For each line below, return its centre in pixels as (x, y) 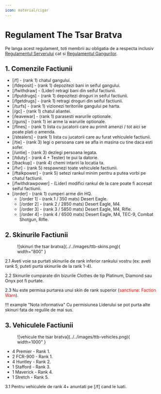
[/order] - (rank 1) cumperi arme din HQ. (52, 194)
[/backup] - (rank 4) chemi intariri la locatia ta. (58, 163)
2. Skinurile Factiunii (37, 235)
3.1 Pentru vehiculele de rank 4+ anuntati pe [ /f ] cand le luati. (66, 386)
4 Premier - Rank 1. (31, 351)
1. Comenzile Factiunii (39, 69)
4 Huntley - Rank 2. (32, 362)
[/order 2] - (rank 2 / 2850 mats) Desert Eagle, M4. (70, 204)
